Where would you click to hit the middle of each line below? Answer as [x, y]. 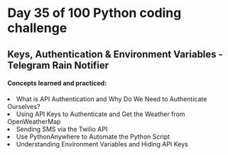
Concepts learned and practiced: [57, 84]
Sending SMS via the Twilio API [62, 129]
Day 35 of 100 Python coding [94, 13]
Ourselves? [24, 106]
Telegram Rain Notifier [58, 65]
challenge [37, 28]
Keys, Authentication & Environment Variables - [115, 54]
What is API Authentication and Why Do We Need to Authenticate [112, 99]
